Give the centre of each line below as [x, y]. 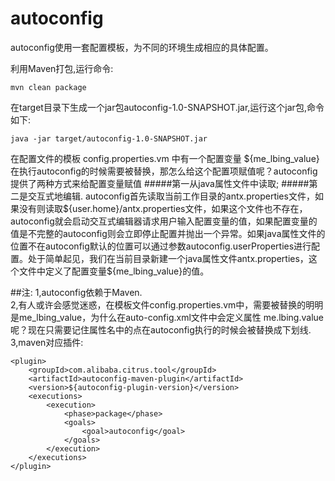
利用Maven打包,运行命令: [62, 68]
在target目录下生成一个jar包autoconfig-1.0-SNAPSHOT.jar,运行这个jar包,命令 [167, 107]
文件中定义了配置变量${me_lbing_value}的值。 [114, 271]
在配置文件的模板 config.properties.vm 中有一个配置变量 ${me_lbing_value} [165, 158]
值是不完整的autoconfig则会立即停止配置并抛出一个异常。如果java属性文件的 [168, 233]
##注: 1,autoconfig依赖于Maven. [76, 292]
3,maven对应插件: [47, 342]
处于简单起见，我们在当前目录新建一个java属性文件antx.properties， [168, 258]
